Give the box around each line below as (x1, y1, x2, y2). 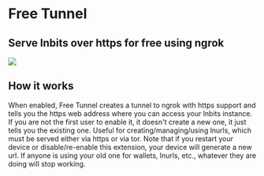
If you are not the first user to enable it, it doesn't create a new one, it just (8, 117, 247, 126)
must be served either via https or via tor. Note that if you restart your (8, 133, 234, 143)
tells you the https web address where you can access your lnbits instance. (8, 108, 253, 118)
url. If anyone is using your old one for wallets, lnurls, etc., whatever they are (8, 151, 257, 160)
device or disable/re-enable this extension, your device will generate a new (8, 142, 252, 152)
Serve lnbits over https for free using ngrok (8, 36, 225, 50)
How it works (8, 80, 74, 93)
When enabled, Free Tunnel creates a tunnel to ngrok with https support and (8, 100, 256, 110)
